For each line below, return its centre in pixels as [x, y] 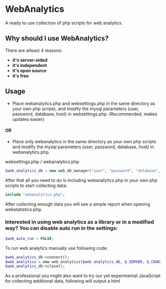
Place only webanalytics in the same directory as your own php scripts [84, 141]
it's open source [29, 70]
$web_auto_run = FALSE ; [30, 238]
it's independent [30, 65]
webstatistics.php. [24, 209]
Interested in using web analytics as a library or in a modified [80, 222]
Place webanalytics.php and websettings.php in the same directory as [84, 103]
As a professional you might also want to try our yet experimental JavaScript [83, 276]
